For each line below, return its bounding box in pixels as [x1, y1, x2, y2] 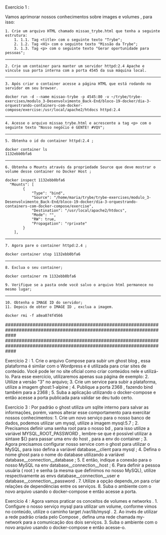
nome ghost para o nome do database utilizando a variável [5, 452, 124, 458]
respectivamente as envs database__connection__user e [5, 473, 120, 478]
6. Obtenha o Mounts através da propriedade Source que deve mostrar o [5, 165, 156, 170]
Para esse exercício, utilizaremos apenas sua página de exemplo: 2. [11, 374, 149, 379]
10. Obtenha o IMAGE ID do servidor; [5, 300, 83, 305]
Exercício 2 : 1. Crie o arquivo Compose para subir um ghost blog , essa [5, 358, 151, 363]
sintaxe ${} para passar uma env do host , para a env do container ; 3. [5, 436, 148, 442]
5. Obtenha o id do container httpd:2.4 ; [5, 138, 94, 143]
